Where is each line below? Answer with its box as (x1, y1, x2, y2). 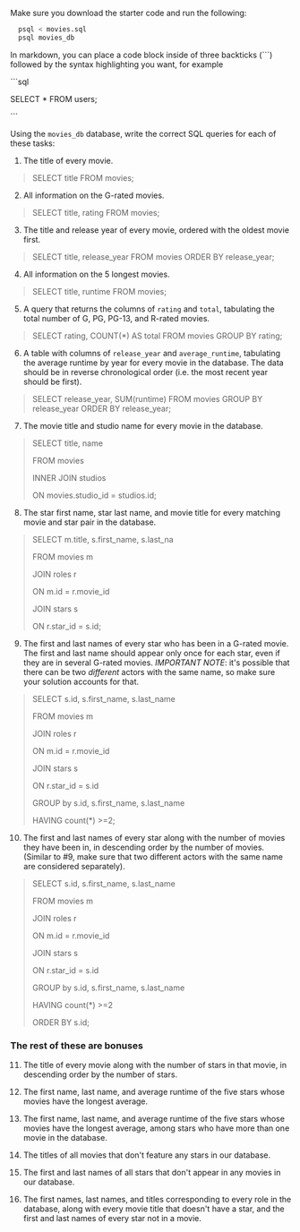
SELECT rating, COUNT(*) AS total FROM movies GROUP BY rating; (31, 330, 283, 341)
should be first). (22, 376, 82, 387)
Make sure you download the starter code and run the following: (10, 8, 247, 18)
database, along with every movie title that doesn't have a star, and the (22, 1203, 285, 1214)
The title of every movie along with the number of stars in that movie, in (22, 1060, 287, 1071)
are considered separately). (22, 860, 126, 871)
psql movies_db (18, 33, 75, 42)
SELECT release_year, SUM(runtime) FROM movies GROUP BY (31, 393, 263, 404)
